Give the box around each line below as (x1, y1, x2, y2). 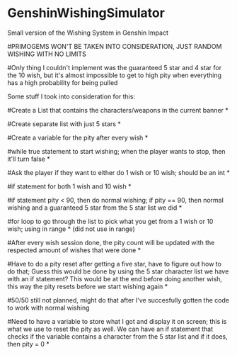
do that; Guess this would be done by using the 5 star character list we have (7, 267, 229, 276)
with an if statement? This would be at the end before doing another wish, (7, 274, 223, 283)
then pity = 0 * (7, 339, 50, 348)
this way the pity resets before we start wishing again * (7, 282, 168, 291)
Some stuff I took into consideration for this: (7, 92, 136, 101)
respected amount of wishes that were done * (7, 246, 141, 254)
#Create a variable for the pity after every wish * (7, 133, 149, 142)
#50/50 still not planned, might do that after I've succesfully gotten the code (7, 295, 230, 304)
